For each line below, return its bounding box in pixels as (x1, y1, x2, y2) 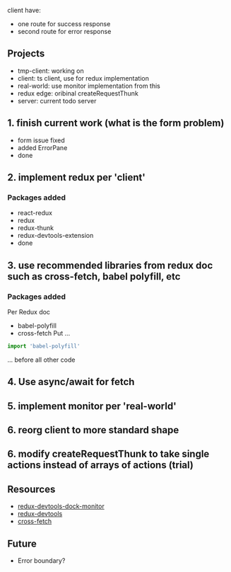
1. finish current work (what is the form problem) (7, 117, 225, 130)
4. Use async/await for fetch (7, 376, 135, 388)
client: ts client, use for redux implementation (17, 74, 150, 82)
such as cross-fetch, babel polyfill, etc (7, 270, 181, 282)
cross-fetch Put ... (17, 329, 71, 337)
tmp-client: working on (17, 67, 85, 75)
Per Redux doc (7, 308, 51, 316)
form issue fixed (17, 136, 65, 144)
